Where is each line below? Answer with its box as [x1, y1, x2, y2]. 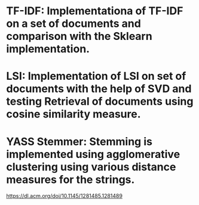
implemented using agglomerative [6, 147, 180, 161]
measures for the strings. [6, 173, 135, 186]
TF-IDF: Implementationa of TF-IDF [6, 4, 183, 18]
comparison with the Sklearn [6, 30, 152, 43]
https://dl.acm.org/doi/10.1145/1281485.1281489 [6, 192, 123, 200]
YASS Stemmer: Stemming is [6, 135, 152, 148]
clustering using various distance [6, 160, 176, 173]
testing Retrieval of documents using [6, 95, 194, 108]
